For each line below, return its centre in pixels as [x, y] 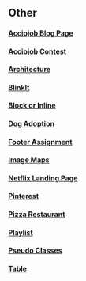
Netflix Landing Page [43, 178]
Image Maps [29, 160]
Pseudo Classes [35, 251]
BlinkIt [19, 87]
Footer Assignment [40, 142]
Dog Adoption [32, 123]
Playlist [21, 232]
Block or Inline [32, 105]
